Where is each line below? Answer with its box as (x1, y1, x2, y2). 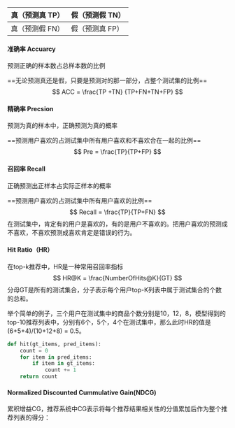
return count (20, 373, 58, 380)
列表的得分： (13, 413, 50, 422)
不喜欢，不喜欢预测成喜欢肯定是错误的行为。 (7, 228, 136, 236)
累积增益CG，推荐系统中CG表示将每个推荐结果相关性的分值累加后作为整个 (7, 405, 222, 413)
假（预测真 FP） (71, 24, 124, 34)
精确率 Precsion (7, 104, 54, 113)
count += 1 (44, 366, 77, 373)
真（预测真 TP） (10, 10, 64, 20)
